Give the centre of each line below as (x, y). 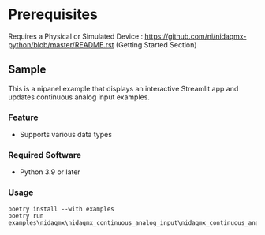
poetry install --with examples (61, 209)
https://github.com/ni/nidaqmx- (196, 36)
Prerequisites (53, 15)
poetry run (26, 216)
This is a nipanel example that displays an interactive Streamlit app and (123, 88)
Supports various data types (66, 135)
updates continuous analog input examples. (79, 97)
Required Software (45, 155)
